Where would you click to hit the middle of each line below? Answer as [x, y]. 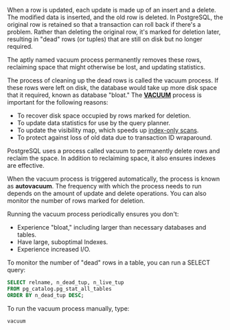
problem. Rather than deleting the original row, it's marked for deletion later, [114, 32]
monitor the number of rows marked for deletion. [76, 201]
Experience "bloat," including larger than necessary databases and [112, 227]
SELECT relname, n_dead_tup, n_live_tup [66, 283]
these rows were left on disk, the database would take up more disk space [112, 88]
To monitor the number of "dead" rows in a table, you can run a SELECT [109, 263]
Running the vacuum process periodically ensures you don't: [93, 214]
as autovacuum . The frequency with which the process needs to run [104, 186]
